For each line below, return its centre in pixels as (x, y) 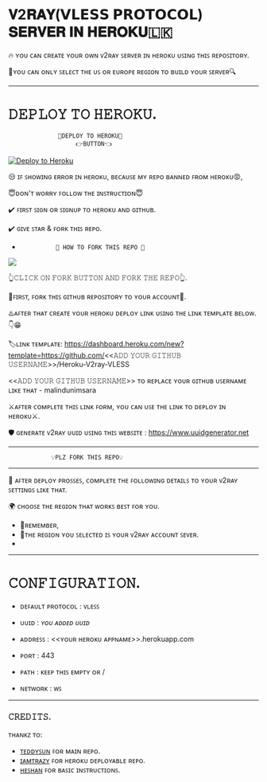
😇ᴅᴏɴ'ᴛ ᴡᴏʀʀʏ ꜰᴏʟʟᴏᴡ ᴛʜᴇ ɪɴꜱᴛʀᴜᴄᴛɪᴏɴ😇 (76, 193)
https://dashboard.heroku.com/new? (124, 343)
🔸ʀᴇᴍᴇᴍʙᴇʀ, (39, 525)
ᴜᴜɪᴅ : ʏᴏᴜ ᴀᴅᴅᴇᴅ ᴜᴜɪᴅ (54, 622)
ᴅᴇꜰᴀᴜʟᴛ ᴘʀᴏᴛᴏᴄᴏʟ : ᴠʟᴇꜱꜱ (60, 606)
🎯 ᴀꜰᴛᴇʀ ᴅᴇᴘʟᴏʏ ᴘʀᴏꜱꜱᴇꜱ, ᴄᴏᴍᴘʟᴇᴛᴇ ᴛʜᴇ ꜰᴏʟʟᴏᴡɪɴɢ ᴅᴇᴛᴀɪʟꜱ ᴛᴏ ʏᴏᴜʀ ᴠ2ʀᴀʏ (123, 480)
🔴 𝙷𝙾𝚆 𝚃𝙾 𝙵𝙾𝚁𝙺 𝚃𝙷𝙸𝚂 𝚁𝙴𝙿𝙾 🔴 (100, 247)
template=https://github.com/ (56, 355)
